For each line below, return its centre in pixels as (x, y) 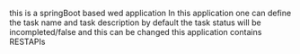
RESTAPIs (27, 41)
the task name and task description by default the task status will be (136, 22)
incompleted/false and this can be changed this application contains (136, 32)
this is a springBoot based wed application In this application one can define (150, 13)
